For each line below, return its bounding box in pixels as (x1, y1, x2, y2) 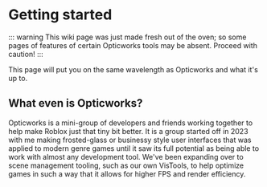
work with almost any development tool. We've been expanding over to (8, 152, 244, 161)
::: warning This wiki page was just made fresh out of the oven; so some (8, 32, 247, 42)
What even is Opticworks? (8, 96, 143, 110)
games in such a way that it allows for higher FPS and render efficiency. (8, 169, 246, 178)
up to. (8, 73, 28, 83)
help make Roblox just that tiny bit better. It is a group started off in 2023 (8, 126, 249, 136)
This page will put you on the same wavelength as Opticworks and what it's (8, 64, 259, 74)
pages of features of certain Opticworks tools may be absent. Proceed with (8, 40, 257, 50)
